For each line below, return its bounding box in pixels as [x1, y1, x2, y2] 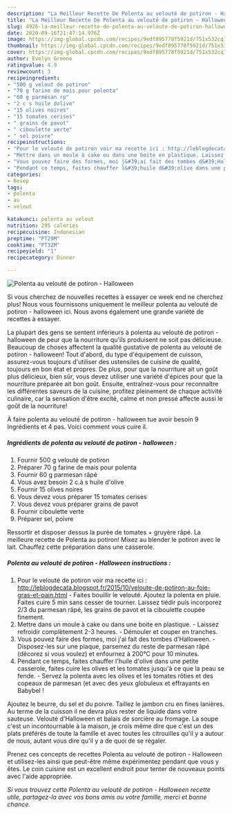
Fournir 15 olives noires [17, 485, 84, 494]
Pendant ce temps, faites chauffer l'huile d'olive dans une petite [17, 657, 199, 665]
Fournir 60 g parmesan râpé [17, 470, 98, 478]
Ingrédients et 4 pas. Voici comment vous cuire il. [7, 423, 148, 431]
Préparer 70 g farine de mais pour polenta [17, 463, 137, 471]
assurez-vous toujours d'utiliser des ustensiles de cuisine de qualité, [7, 358, 202, 365]
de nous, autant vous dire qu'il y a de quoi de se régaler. [7, 736, 167, 745]
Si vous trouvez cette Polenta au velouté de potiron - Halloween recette [7, 785, 211, 793]
